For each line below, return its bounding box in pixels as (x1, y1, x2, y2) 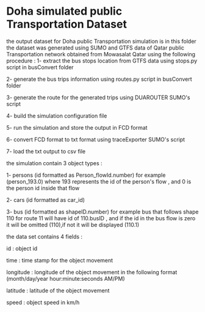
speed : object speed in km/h (6, 299, 80, 306)
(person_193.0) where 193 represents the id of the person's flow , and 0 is (6, 177, 192, 185)
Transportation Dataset (6, 17, 127, 31)
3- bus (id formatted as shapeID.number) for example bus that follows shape (6, 208, 199, 215)
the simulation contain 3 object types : (6, 159, 103, 166)
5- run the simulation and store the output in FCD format (6, 124, 148, 131)
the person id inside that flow (6, 184, 80, 191)
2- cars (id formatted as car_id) (6, 196, 85, 203)
